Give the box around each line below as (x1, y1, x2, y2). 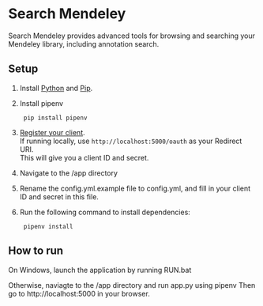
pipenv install (23, 222, 73, 230)
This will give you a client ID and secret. (19, 153, 149, 162)
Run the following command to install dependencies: (19, 207, 191, 217)
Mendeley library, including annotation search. (8, 39, 160, 48)
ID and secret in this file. (19, 191, 99, 202)
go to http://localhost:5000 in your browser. (8, 289, 150, 298)
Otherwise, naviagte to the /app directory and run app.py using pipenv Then (8, 280, 256, 289)
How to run (8, 244, 64, 258)
